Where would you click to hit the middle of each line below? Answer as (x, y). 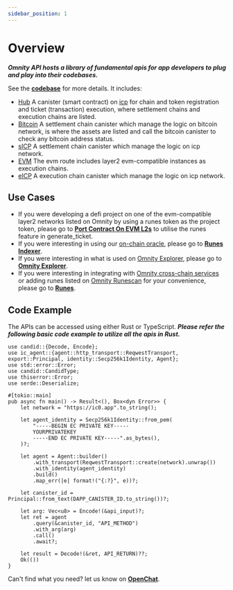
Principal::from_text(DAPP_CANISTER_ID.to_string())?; (89, 499)
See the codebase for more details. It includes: (75, 88)
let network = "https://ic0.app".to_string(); (89, 408)
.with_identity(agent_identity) (80, 469)
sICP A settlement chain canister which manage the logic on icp (109, 146)
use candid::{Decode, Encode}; (53, 347)
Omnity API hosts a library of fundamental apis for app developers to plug (117, 67)
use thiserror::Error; (41, 377)
